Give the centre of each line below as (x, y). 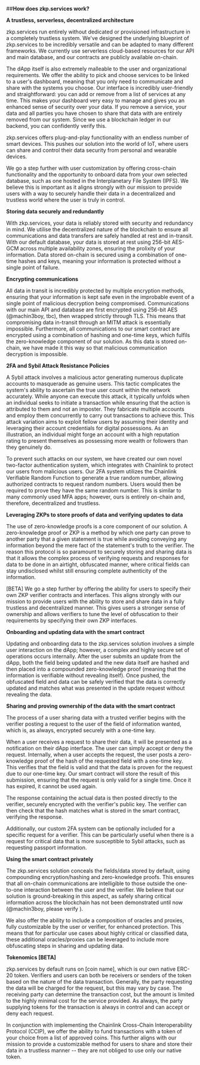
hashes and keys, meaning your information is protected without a (99, 261)
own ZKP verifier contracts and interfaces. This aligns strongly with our (94, 595)
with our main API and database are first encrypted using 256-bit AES (92, 310)
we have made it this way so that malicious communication (95, 348)
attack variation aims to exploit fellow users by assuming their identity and (97, 422)
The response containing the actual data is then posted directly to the (92, 798)
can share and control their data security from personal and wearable (92, 150)
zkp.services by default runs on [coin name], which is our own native (91, 969)
